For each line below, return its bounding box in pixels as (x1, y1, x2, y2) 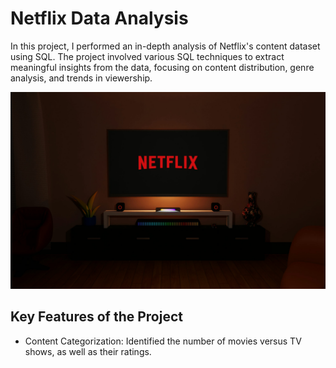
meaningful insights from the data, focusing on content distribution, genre (10, 61, 315, 73)
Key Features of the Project (10, 308, 183, 326)
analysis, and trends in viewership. (10, 72, 153, 84)
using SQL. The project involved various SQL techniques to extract (10, 50, 285, 62)
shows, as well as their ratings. (24, 345, 152, 357)
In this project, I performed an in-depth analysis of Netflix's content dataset (10, 40, 321, 52)
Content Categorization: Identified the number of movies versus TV (24, 335, 302, 347)
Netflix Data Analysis (10, 7, 189, 30)
